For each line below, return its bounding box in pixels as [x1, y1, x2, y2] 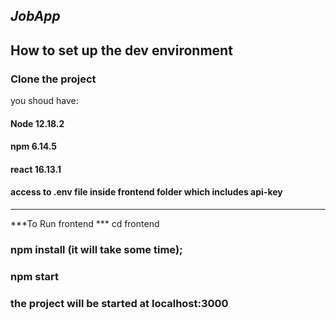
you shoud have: [10, 95, 79, 107]
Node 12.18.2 [10, 117, 65, 129]
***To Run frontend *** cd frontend [10, 218, 160, 230]
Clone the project [10, 72, 97, 86]
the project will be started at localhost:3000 [10, 296, 229, 310]
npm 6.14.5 [10, 140, 58, 153]
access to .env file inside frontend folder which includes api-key [10, 186, 283, 198]
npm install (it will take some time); [10, 242, 183, 256]
